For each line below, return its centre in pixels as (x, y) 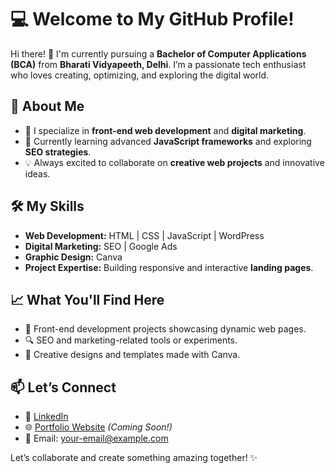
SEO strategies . (58, 152)
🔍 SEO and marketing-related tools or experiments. (131, 340)
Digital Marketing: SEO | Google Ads (101, 246)
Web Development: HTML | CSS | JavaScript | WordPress (144, 235)
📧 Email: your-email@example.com (96, 438)
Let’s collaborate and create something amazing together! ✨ (134, 458)
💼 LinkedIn (46, 417)
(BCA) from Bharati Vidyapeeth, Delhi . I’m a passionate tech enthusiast (158, 64)
